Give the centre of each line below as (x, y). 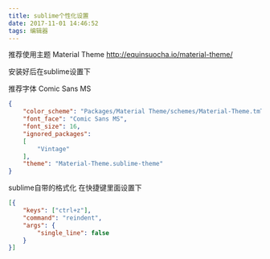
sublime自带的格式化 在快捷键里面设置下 (75, 188)
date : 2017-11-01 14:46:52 (53, 23)
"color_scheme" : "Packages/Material (84, 112)
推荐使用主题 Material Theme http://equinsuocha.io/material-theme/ (121, 55)
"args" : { (39, 225)
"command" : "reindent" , (63, 218)
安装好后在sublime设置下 (49, 72)
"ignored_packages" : (57, 134)
